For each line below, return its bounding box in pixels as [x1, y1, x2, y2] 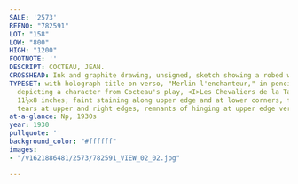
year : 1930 [9, 121, 50, 130]
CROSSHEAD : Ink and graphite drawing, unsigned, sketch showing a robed [9, 71, 284, 80]
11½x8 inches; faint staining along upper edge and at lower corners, [17, 95, 284, 105]
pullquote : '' [9, 129, 62, 138]
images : [9, 145, 38, 154]
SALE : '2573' [9, 12, 58, 22]
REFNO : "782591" [9, 21, 69, 30]
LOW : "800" [9, 37, 50, 47]
